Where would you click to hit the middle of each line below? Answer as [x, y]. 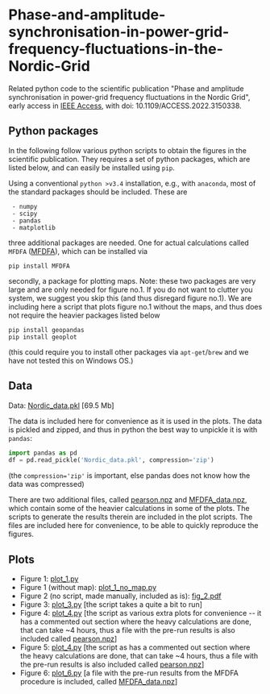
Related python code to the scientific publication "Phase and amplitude [126, 88]
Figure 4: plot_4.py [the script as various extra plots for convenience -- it [141, 613]
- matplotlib [34, 227]
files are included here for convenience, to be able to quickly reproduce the [133, 526]
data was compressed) [46, 484]
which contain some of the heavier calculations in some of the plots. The [129, 509]
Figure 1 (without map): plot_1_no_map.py [88, 588]
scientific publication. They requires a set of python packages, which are [129, 159]
